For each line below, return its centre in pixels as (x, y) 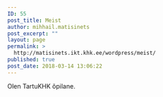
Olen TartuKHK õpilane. (41, 86)
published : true (31, 60)
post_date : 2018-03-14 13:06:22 (55, 66)
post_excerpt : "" (33, 33)
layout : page (26, 40)
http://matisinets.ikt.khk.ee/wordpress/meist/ (85, 53)
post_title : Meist (34, 20)
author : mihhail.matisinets (49, 27)
